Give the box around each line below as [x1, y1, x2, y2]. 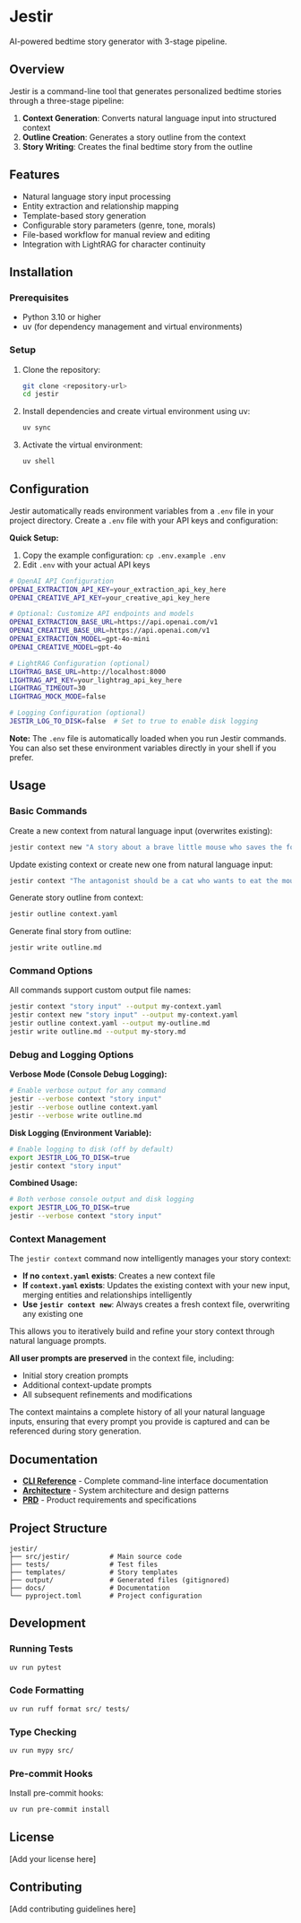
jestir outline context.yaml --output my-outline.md [9, 1019, 211, 1028]
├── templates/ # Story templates [9, 1567, 178, 1577]
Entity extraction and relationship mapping [21, 200, 179, 212]
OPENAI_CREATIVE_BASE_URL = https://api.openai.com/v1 [9, 626, 211, 636]
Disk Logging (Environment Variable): [9, 1127, 152, 1138]
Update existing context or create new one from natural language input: [9, 859, 273, 870]
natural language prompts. [9, 1336, 107, 1347]
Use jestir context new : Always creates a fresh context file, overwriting [21, 1299, 290, 1310]
